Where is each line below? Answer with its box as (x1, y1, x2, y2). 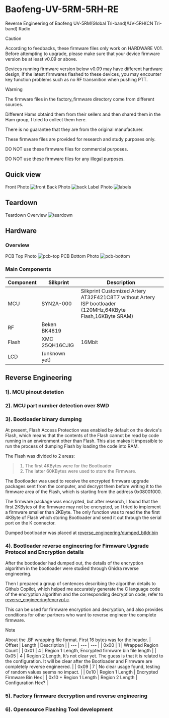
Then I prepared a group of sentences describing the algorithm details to (5, 581, 156, 587)
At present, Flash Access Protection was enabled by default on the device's (5, 427, 162, 433)
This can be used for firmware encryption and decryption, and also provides (5, 606, 163, 612)
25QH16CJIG (41, 342, 74, 349)
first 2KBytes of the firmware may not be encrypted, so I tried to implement (5, 504, 161, 510)
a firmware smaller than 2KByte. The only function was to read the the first (5, 509, 160, 515)
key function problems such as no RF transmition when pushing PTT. (5, 76, 148, 82)
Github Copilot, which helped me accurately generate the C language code (5, 586, 160, 592)
